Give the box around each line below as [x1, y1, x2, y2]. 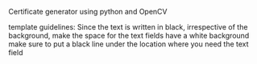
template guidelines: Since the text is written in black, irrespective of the [8, 22, 248, 31]
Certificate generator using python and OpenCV [8, 7, 168, 16]
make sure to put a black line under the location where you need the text [8, 39, 249, 49]
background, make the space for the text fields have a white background [8, 31, 250, 40]
